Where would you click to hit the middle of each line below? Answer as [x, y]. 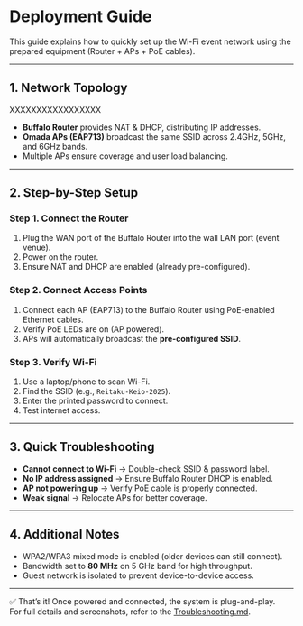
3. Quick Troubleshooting [82, 447]
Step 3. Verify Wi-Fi [53, 362]
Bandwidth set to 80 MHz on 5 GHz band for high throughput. [137, 566]
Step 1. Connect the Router [69, 218]
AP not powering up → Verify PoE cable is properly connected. [140, 488]
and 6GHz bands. [55, 146]
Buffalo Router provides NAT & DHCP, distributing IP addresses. [142, 127]
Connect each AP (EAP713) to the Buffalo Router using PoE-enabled [148, 309]
